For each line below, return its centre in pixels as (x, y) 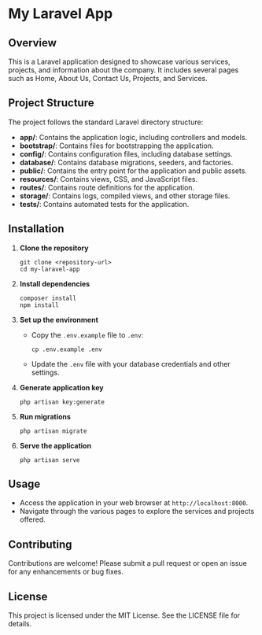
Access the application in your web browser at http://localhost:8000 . (134, 503)
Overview (33, 43)
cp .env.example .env (66, 349)
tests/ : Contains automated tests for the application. (104, 204)
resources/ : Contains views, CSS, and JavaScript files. (109, 179)
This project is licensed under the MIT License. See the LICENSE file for (124, 615)
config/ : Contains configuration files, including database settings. (126, 153)
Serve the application (55, 445)
